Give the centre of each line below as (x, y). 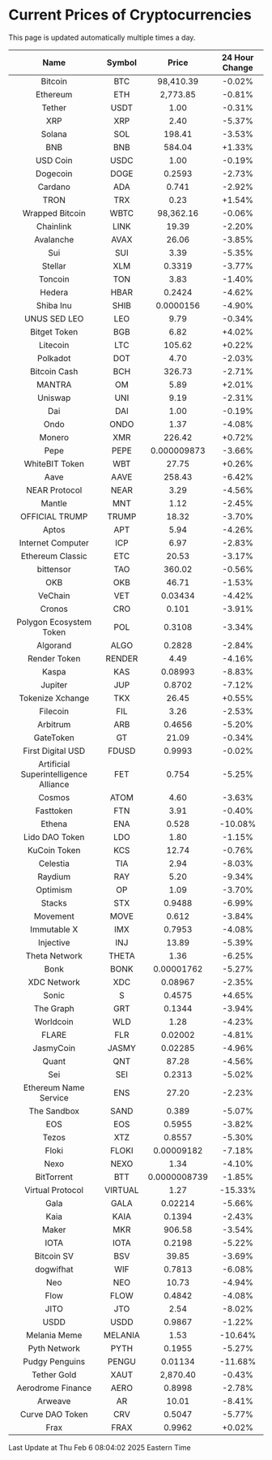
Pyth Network (54, 1348)
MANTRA (54, 385)
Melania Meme (54, 1335)
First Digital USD (54, 751)
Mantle (54, 503)
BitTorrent (54, 1177)
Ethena (54, 824)
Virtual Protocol (54, 1190)
